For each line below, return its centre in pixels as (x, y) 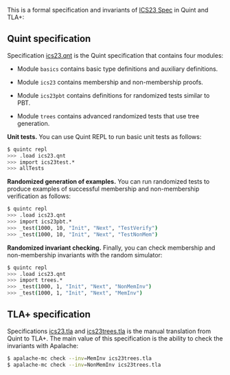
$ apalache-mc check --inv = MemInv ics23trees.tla (80, 358)
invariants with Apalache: (43, 345)
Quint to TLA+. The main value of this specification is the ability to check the (115, 338)
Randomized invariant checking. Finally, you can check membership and (111, 248)
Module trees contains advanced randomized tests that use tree (108, 116)
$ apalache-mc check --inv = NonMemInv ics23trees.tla (84, 365)
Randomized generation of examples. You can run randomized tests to (108, 182)
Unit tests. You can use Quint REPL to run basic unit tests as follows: (104, 136)
